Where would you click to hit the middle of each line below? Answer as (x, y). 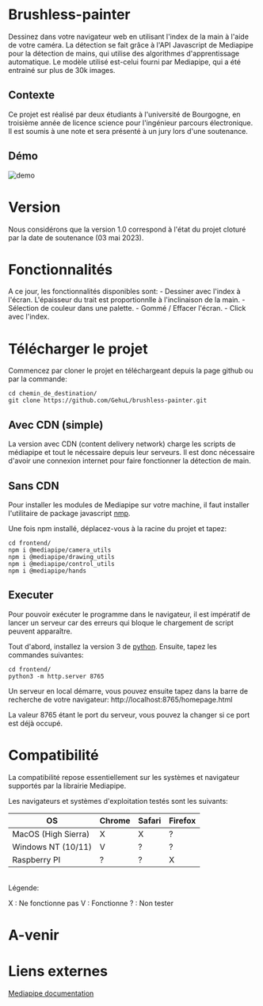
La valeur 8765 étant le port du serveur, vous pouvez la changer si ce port (129, 714)
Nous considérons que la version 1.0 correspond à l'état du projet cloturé (127, 229)
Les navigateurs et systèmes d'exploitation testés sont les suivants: (118, 801)
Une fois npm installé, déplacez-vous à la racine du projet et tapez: (118, 528)
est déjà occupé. (36, 723)
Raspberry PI (36, 859)
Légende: (24, 887)
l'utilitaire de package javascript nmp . (69, 513)
